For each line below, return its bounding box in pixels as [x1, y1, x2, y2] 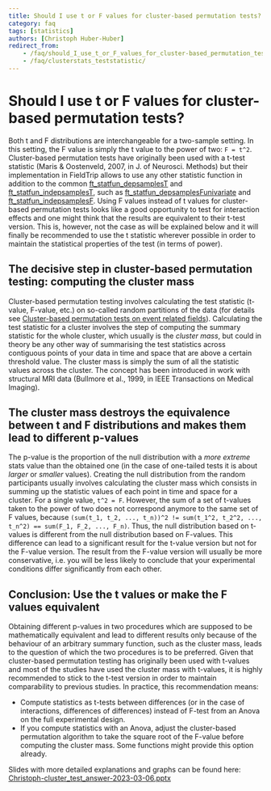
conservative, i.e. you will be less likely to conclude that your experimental [8, 556, 256, 565]
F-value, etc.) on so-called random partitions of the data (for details [30, 305, 256, 315]
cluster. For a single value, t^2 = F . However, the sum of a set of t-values [8, 495, 252, 505]
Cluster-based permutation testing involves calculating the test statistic [8, 296, 245, 306]
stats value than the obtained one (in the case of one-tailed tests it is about [8, 461, 258, 471]
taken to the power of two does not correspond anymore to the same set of [8, 504, 259, 514]
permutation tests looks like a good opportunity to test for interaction [31, 204, 260, 214]
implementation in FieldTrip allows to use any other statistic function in [8, 170, 244, 180]
